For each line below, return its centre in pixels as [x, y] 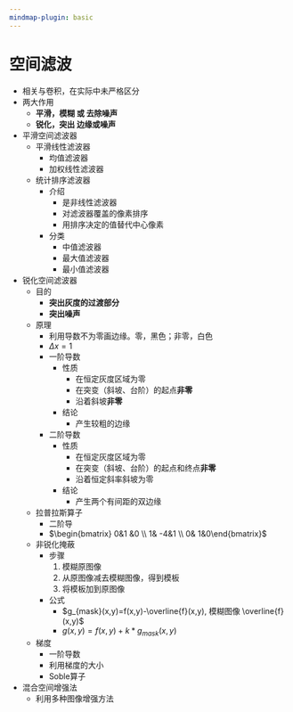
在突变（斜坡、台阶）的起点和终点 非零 [146, 468]
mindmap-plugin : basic [51, 17]
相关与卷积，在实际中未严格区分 [81, 91]
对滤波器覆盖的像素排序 [105, 213]
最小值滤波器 [85, 269]
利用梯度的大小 [76, 666]
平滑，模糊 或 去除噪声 [77, 113]
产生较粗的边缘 [103, 423]
